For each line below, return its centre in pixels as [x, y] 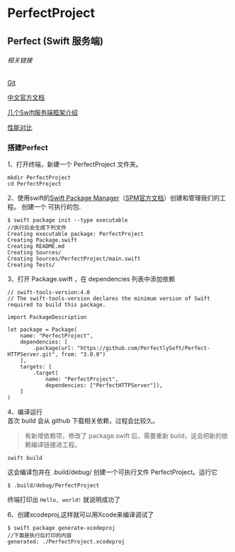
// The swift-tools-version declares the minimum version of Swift [109, 299]
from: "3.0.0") [84, 355]
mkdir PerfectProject [39, 178]
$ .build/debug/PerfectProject [53, 486]
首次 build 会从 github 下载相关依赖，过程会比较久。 [83, 421]
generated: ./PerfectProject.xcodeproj [66, 542]
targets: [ [36, 367]
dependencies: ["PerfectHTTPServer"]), [104, 385]
